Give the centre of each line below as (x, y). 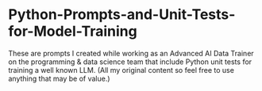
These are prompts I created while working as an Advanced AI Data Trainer (131, 53)
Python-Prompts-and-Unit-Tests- (122, 15)
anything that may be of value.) (59, 78)
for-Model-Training (73, 31)
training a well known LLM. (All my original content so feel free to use (121, 70)
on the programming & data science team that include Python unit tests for (130, 62)
